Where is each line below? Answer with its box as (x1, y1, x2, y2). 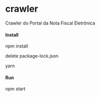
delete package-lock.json (5, 53, 59, 59)
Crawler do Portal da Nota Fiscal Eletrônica (5, 20, 95, 26)
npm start (5, 86, 26, 92)
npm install (5, 43, 28, 49)
